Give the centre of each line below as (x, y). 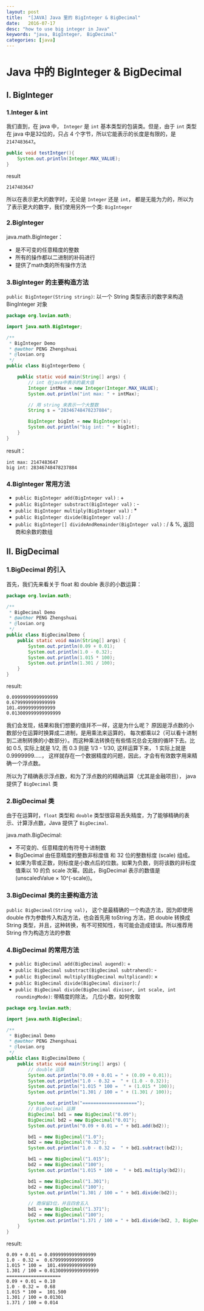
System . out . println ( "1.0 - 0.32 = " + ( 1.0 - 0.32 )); (99, 1081)
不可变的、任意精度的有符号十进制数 (60, 848)
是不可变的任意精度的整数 (47, 249)
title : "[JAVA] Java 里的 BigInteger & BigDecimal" (73, 18)
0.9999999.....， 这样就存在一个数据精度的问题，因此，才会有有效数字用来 (99, 756)
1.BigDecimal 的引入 (36, 570)
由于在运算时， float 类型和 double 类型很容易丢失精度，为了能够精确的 (95, 815)
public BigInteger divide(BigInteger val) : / (73, 517)
